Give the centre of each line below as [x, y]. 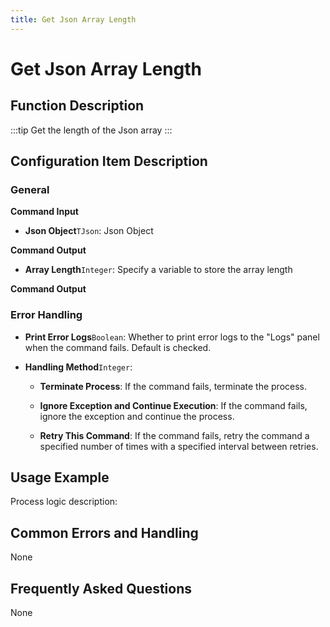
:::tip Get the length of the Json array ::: [91, 130]
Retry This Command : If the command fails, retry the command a [174, 435]
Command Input [44, 212]
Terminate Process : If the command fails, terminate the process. [173, 386]
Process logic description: [64, 502]
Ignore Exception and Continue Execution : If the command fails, [173, 405]
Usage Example [60, 477]
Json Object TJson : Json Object [89, 231]
